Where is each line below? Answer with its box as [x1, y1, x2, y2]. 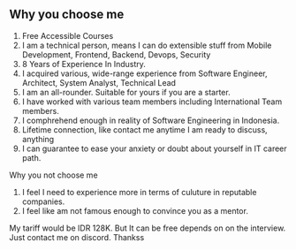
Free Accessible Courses [21, 30, 114, 41]
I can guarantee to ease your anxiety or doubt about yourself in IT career [21, 143, 287, 154]
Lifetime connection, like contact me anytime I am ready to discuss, [21, 124, 268, 135]
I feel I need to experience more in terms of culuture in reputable [21, 186, 257, 197]
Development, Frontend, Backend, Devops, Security [21, 49, 211, 60]
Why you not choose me [9, 170, 99, 180]
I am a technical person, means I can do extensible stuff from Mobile [21, 40, 272, 50]
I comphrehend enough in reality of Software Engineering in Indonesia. [21, 115, 280, 125]
